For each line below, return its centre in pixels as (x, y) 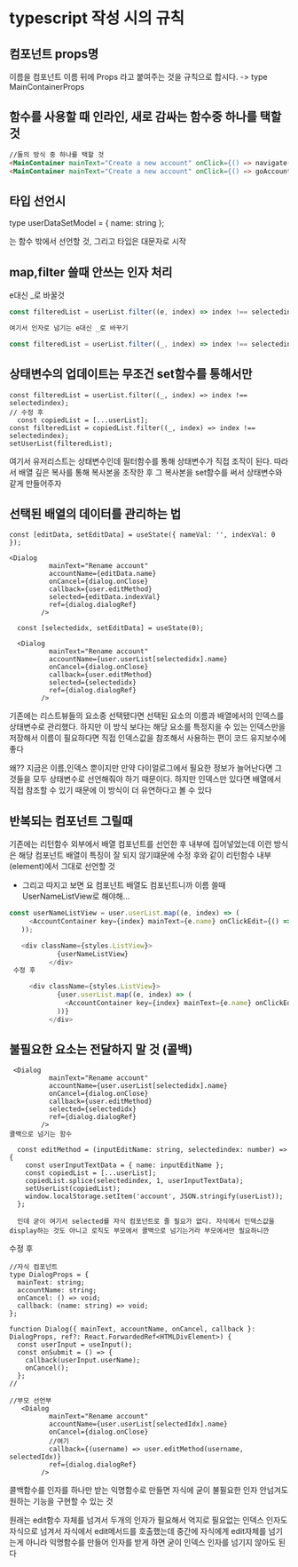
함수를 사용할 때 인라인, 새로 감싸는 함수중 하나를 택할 (145, 117)
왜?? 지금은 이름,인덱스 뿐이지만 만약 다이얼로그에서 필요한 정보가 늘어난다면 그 (145, 768)
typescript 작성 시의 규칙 (97, 18)
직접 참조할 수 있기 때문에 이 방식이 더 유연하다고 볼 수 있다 (111, 790)
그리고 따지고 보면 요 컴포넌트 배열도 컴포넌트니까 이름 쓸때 (124, 885)
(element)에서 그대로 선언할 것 (62, 867)
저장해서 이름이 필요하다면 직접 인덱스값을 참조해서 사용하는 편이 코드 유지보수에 (148, 738)
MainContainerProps (47, 87)
